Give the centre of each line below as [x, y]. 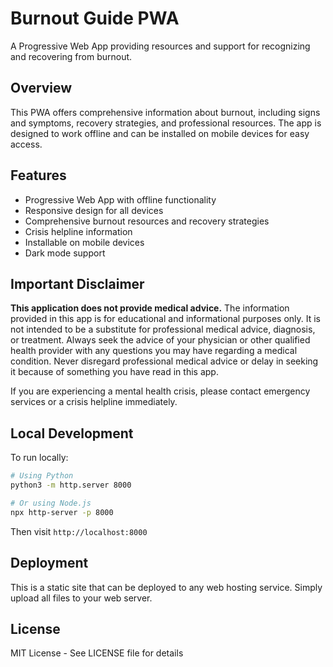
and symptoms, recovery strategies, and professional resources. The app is [166, 123]
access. [26, 144]
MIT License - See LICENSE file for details [97, 653]
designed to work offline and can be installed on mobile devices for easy [160, 133]
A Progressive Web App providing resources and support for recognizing [160, 46]
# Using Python [42, 476]
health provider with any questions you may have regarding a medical [154, 351]
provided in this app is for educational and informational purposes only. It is [165, 319]
